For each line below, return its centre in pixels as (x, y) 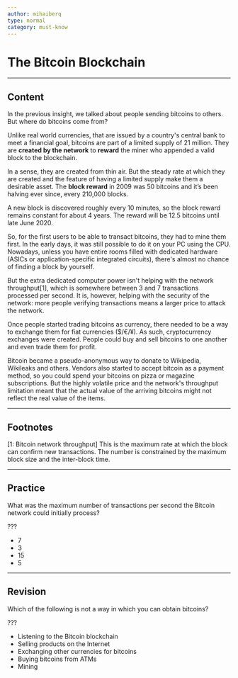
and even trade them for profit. (52, 347)
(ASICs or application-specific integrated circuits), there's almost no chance (118, 259)
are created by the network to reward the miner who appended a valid (111, 150)
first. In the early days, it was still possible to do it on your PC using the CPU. (119, 244)
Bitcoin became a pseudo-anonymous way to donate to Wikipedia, (104, 361)
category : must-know (38, 27)
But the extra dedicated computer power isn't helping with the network (110, 281)
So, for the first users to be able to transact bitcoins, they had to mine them (117, 237)
